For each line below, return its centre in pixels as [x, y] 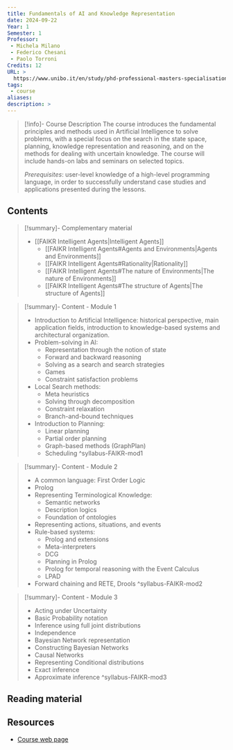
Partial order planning [76, 438]
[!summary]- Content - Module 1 [70, 306]
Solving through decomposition [90, 401]
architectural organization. [72, 335]
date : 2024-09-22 [32, 20]
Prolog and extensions [77, 539]
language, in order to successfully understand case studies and [115, 182]
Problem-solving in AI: [66, 342]
